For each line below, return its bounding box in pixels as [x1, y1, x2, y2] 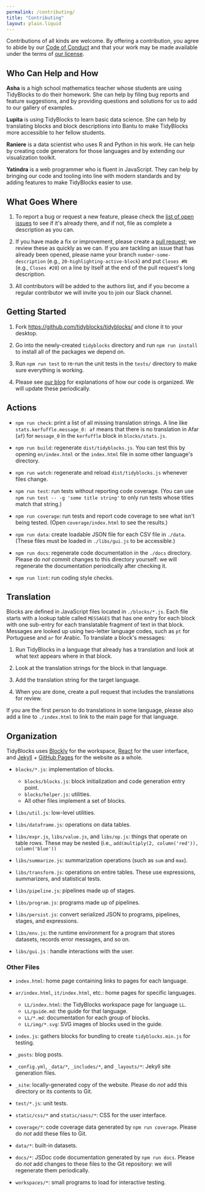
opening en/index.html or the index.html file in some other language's [15, 450, 193, 458]
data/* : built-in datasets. [15, 1142, 78, 1149]
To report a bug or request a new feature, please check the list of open [15, 213, 194, 220]
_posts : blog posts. [15, 1051, 63, 1058]
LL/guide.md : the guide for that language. [24, 1007, 128, 1015]
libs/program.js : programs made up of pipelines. [15, 899, 140, 906]
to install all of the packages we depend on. [15, 348, 125, 355]
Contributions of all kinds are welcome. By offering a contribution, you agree [6, 37, 199, 45]
